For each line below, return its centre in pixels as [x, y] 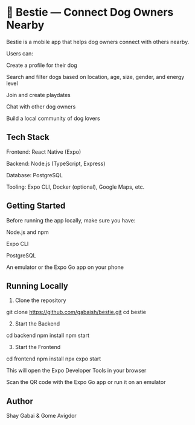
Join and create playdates [39, 95]
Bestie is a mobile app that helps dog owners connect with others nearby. [98, 42]
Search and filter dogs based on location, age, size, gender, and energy [95, 77]
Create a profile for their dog [42, 65]
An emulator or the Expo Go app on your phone [65, 267]
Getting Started [36, 206]
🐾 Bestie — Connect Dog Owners [90, 12]
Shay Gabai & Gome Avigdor [41, 416]
